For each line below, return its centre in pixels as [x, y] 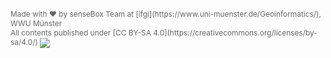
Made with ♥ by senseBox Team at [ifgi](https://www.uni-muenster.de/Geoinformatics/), [166, 14]
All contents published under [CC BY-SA [81, 33]
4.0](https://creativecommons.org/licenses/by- [235, 33]
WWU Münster [36, 23]
